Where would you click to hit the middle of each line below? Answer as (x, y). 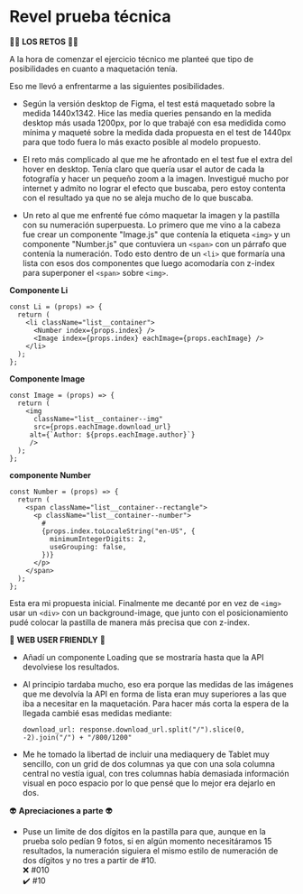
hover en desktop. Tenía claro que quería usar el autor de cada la (143, 169)
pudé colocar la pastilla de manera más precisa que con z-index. (130, 622)
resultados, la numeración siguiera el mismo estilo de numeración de (150, 851)
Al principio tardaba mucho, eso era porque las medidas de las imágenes (158, 684)
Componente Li (39, 290)
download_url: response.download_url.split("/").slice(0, (133, 729)
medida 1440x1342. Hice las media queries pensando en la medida (147, 113)
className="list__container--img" (98, 419)
